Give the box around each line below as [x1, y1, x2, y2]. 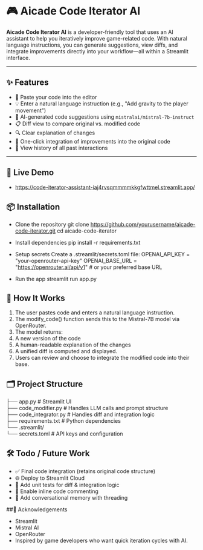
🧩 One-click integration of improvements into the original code [14, 137, 170, 145]
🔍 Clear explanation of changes [14, 129, 95, 136]
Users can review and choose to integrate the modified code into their [14, 354, 190, 362]
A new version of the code [14, 335, 81, 342]
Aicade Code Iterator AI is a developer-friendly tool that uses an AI [6, 28, 173, 36]
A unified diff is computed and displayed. [14, 348, 118, 355]
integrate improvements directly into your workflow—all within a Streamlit [6, 47, 189, 55]
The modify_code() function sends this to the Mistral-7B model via [14, 316, 180, 323]
